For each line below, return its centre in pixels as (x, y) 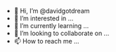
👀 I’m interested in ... (44, 18)
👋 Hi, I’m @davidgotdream (52, 11)
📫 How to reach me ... (46, 41)
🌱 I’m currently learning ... (51, 26)
